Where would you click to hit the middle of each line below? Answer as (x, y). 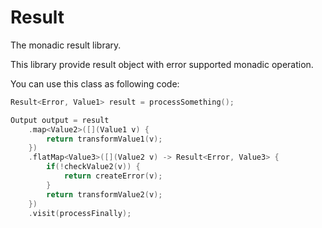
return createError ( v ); (113, 176)
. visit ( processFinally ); (80, 213)
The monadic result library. (66, 45)
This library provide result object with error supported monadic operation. (162, 64)
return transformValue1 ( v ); (104, 139)
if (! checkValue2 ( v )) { (93, 167)
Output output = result (60, 120)
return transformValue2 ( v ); (104, 194)
